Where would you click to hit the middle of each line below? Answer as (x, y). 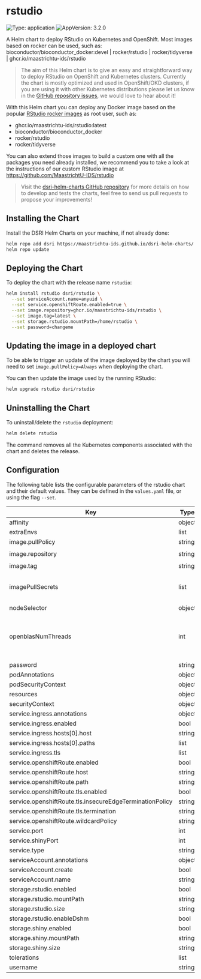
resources (23, 694)
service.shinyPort (34, 840)
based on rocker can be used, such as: (54, 46)
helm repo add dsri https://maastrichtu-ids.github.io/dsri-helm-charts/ (100, 244)
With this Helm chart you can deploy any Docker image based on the (91, 107)
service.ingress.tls (35, 753)
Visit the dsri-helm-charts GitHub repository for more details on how (105, 187)
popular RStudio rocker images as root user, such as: (71, 113)
